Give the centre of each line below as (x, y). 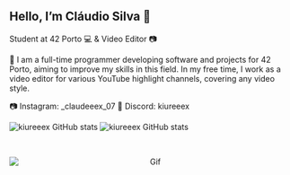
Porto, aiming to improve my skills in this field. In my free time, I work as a (145, 69)
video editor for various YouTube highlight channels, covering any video (142, 78)
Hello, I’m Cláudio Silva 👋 (80, 17)
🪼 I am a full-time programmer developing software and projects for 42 (140, 59)
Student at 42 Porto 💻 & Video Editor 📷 (83, 39)
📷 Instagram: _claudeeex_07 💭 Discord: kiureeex (100, 106)
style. (19, 88)
